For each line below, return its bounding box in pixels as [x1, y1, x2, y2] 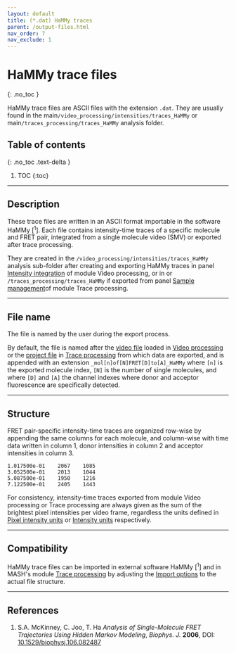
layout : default [7, 10, 55, 18]
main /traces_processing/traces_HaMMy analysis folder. [7, 119, 164, 127]
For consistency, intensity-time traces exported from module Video [7, 493, 202, 502]
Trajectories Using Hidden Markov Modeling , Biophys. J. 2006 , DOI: [17, 630, 216, 639]
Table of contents [7, 139, 86, 151]
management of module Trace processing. [7, 284, 129, 293]
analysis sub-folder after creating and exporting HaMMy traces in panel [7, 262, 214, 270]
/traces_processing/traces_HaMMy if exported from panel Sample [7, 277, 195, 285]
